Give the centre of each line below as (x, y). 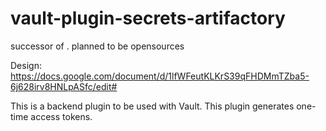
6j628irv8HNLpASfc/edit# (64, 86)
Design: (26, 65)
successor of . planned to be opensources (97, 46)
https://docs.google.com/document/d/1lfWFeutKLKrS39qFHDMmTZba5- (160, 76)
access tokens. (61, 116)
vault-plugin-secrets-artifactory (148, 18)
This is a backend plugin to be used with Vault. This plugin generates (152, 106)
